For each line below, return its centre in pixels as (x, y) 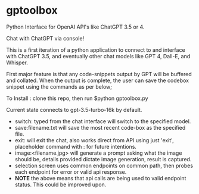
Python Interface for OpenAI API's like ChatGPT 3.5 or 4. (75, 27)
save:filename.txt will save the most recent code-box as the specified (100, 127)
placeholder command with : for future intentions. (76, 146)
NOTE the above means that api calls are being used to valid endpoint (100, 178)
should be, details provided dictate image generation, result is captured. (103, 159)
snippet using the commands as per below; (59, 86)
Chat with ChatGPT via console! (45, 38)
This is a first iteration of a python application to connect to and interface (96, 50)
